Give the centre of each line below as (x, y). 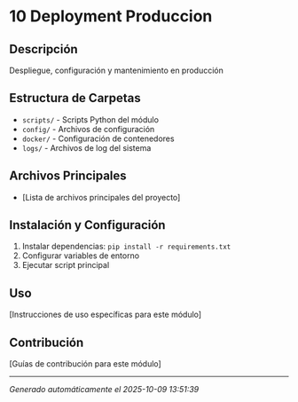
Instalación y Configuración (87, 225)
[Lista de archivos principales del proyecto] (101, 197)
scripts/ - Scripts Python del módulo (90, 119)
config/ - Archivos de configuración (88, 129)
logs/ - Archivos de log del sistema (86, 147)
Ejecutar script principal (66, 265)
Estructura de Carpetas (75, 98)
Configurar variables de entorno (81, 256)
